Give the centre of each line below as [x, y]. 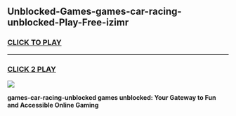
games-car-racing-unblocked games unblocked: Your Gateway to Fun [112, 97]
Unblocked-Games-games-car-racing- [94, 12]
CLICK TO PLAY [34, 43]
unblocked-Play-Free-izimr [68, 23]
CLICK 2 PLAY [32, 69]
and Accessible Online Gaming [53, 105]
